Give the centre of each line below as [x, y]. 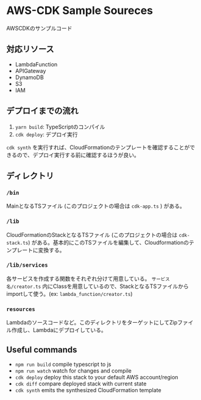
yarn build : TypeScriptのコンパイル [60, 127]
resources [21, 309]
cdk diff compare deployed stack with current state [81, 384]
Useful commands [42, 350]
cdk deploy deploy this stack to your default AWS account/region [97, 377]
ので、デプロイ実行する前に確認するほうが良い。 [78, 155]
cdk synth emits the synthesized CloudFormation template [88, 390]
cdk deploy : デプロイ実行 [46, 134]
